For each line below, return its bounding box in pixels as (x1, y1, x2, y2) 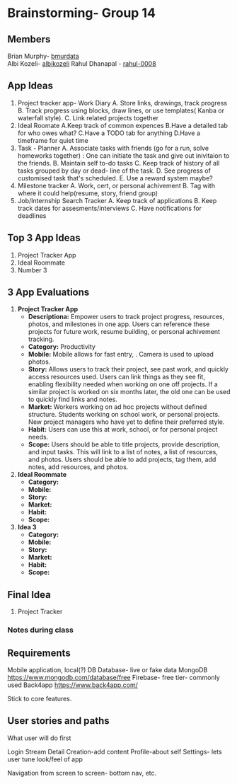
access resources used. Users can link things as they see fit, (28, 373, 205, 381)
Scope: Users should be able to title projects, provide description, (28, 440, 221, 449)
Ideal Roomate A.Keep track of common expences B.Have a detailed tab (17, 121, 229, 129)
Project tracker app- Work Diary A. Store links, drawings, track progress (17, 98, 228, 107)
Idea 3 (17, 523, 37, 531)
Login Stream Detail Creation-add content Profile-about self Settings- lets (7, 747, 222, 756)
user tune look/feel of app (7, 755, 83, 763)
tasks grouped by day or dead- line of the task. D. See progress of (17, 166, 211, 175)
